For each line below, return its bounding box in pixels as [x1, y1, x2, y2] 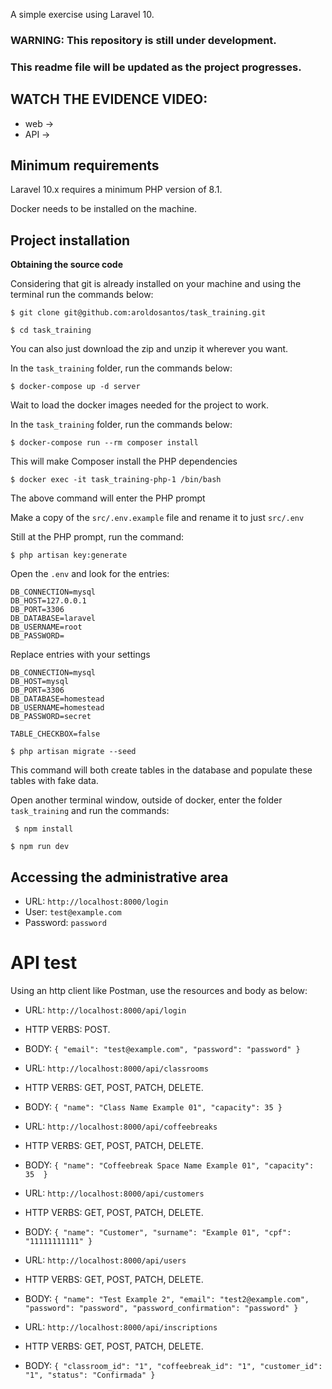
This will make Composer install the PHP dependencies [10, 455, 238, 468]
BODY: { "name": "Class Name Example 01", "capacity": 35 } [24, 1101, 283, 1113]
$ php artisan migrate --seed [10, 747, 137, 757]
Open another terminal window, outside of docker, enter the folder [10, 794, 283, 806]
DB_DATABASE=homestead [10, 694, 105, 704]
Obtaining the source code [10, 259, 124, 271]
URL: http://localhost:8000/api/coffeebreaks [24, 1120, 218, 1133]
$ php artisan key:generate [10, 550, 128, 561]
